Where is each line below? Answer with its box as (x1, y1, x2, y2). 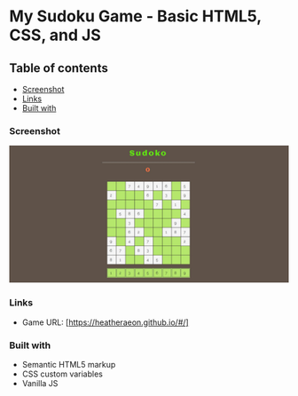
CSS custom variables (21, 368, 104, 379)
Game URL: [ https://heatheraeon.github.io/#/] (21, 317, 189, 328)
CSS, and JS (9, 25, 102, 45)
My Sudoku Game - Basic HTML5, (9, 6, 262, 27)
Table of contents (9, 60, 108, 75)
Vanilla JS (21, 377, 59, 388)
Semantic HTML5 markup (21, 359, 116, 369)
